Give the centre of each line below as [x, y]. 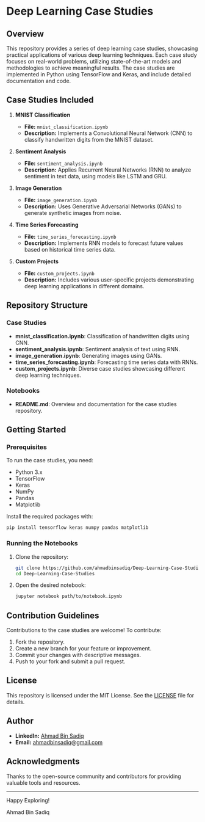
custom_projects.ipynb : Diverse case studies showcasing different [100, 368]
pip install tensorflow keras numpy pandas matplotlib [77, 528]
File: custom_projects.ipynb [59, 273]
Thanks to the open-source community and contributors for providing [94, 776]
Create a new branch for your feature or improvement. [83, 649]
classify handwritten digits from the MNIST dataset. [89, 139]
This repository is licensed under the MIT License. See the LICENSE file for [100, 695]
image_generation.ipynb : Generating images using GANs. [88, 355]
